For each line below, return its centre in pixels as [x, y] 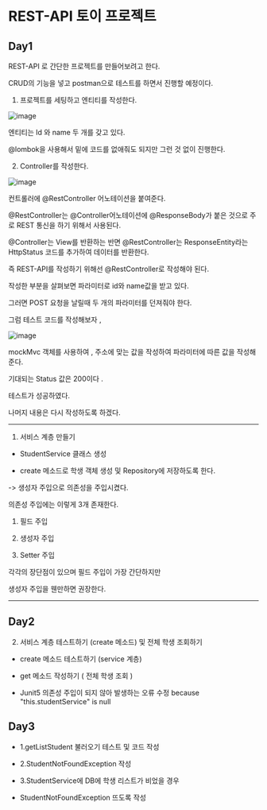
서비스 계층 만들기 [47, 437]
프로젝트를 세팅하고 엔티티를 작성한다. [78, 100]
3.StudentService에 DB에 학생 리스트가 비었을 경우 [100, 781]
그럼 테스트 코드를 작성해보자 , [55, 320]
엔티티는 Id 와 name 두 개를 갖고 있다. [67, 132]
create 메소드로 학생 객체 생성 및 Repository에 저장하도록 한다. [118, 471]
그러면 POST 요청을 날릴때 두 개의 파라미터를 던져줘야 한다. [100, 302]
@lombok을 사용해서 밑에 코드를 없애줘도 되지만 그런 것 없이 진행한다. [117, 149]
